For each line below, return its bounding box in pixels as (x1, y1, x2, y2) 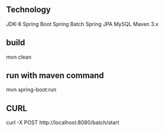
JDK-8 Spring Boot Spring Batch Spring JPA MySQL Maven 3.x (6, 20, 159, 27)
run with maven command (6, 70, 104, 81)
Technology (6, 5, 51, 15)
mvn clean (6, 53, 31, 60)
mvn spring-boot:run (6, 86, 57, 94)
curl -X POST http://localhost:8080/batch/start (6, 119, 120, 126)
